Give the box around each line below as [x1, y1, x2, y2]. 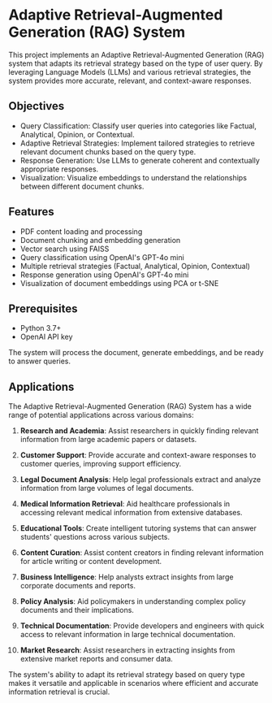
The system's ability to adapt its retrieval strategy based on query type [8, 670, 245, 679]
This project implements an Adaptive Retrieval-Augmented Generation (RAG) [8, 50, 265, 59]
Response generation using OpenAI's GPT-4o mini [19, 270, 189, 280]
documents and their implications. [19, 605, 134, 615]
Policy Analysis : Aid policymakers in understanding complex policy [19, 597, 246, 606]
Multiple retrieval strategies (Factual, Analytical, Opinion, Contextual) [19, 261, 250, 271]
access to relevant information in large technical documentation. [19, 630, 235, 640]
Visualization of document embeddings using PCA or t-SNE [19, 278, 219, 288]
